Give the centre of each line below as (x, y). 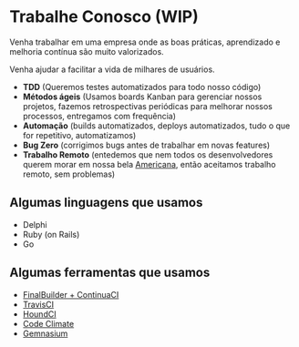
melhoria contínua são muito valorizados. (87, 51)
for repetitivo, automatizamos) (79, 135)
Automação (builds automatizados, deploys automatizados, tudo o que (156, 126)
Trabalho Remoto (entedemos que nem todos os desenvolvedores (148, 154)
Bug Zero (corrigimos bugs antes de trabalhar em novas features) (146, 145)
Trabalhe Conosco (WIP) (104, 17)
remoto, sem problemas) (69, 174)
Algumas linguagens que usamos (106, 203)
